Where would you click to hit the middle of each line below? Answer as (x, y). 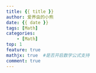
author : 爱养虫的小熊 (30, 17)
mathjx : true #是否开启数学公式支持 (48, 55)
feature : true (24, 50)
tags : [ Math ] (22, 28)
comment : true (24, 61)
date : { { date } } (27, 22)
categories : (21, 34)
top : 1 (14, 45)
